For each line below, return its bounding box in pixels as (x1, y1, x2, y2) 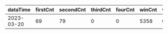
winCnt (139, 6, 157, 13)
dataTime (7, 6, 31, 13)
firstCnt (35, 6, 54, 13)
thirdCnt (90, 6, 111, 13)
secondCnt (59, 6, 86, 13)
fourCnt (115, 6, 135, 13)
